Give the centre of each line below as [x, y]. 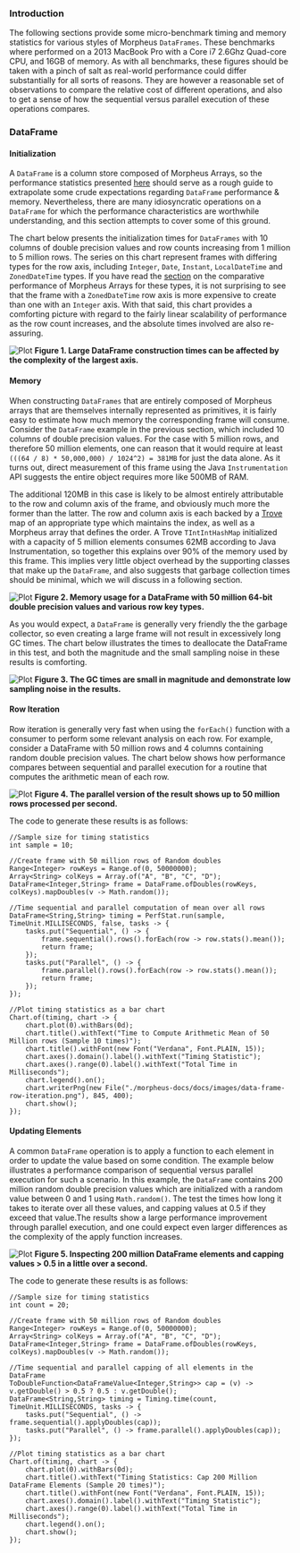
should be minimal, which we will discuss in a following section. [126, 579]
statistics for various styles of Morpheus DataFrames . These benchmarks [142, 42]
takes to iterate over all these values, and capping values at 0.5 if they [137, 1208]
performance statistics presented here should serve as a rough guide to [142, 183]
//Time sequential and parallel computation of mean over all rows [137, 908]
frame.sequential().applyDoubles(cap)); [86, 1423]
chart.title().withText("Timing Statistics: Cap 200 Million [141, 1478]
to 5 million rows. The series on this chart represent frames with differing [143, 257]
